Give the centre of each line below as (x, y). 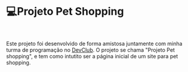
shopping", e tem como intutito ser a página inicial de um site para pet (92, 56)
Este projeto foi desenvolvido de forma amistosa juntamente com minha (94, 43)
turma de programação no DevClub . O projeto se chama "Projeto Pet (90, 50)
